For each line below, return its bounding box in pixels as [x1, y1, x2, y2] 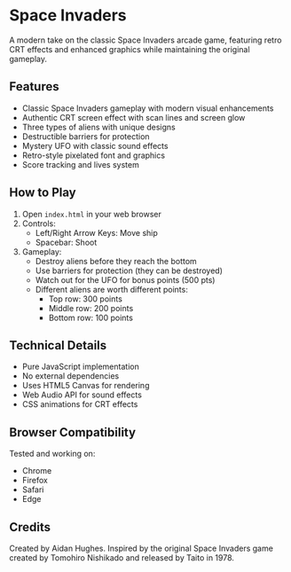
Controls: [21, 218, 56, 229]
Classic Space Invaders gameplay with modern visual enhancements [21, 103, 274, 114]
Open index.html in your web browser [21, 208, 161, 219]
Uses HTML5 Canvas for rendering [21, 380, 150, 391]
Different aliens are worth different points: [35, 284, 188, 294]
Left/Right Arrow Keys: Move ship [35, 227, 158, 238]
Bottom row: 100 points [48, 312, 133, 323]
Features [9, 79, 59, 94]
